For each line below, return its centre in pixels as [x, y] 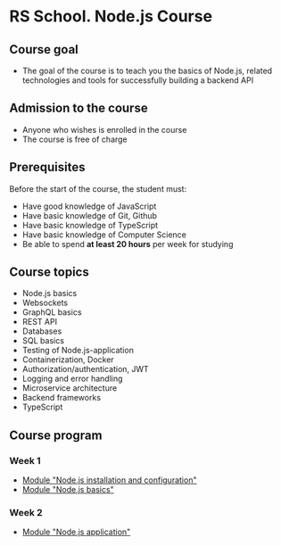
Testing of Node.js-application [78, 351]
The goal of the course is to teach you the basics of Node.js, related [147, 70]
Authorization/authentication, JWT [85, 369]
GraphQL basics [52, 312]
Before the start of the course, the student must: [98, 188]
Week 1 [25, 460]
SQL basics [43, 341]
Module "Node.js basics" [68, 490]
